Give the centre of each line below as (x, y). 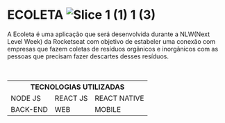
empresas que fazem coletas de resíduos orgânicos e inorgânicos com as (113, 49)
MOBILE (108, 109)
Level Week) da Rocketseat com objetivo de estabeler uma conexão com (111, 41)
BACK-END (30, 109)
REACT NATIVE (119, 98)
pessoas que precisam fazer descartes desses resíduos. (88, 56)
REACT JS (71, 98)
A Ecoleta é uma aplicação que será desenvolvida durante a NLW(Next (109, 34)
